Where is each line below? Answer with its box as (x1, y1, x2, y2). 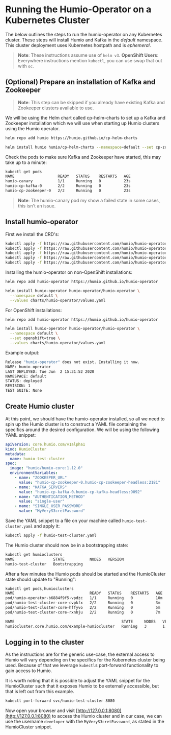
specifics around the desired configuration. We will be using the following (5, 426, 159, 433)
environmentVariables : (10, 470, 58, 476)
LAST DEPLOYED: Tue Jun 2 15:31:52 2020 (5, 369, 95, 374)
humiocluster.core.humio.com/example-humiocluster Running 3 (5, 624, 147, 629)
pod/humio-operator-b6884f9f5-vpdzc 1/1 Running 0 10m (5, 596, 163, 601)
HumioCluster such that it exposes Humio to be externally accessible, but (5, 683, 159, 689)
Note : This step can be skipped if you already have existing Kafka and (17, 99, 165, 105)
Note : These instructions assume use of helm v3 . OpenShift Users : (17, 52, 159, 58)
